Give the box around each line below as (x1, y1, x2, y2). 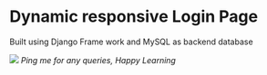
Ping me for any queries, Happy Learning (20, 54, 176, 65)
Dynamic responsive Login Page (9, 6, 258, 27)
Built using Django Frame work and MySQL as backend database (9, 36, 253, 47)
